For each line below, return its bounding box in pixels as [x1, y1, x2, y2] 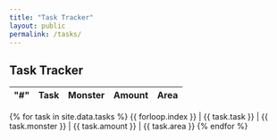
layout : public [9, 21, 66, 30]
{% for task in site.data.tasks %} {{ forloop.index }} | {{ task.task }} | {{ [9, 111, 268, 122]
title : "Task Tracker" [9, 12, 94, 22]
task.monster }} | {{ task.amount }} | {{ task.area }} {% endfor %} [9, 121, 248, 132]
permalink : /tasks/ [9, 29, 82, 38]
